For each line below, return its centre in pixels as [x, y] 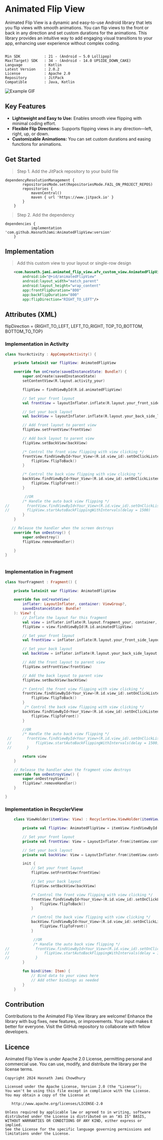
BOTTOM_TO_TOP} [24, 331]
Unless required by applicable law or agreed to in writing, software [78, 1112]
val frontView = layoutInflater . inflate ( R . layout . [75, 403]
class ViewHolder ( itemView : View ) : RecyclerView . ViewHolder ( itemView [87, 820]
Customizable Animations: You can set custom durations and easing [81, 139]
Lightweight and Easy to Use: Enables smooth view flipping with [77, 118]
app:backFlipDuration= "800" [51, 295]
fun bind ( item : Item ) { [46, 971]
